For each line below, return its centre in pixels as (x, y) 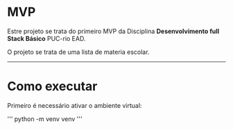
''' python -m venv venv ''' (45, 119)
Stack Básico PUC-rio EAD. (46, 38)
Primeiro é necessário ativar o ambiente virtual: (75, 105)
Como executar (52, 86)
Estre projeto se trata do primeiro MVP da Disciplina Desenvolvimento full (113, 31)
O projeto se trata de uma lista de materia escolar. (78, 52)
